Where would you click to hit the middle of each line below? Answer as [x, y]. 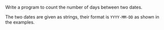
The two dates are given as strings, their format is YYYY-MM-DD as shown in [82, 17]
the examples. [20, 22]
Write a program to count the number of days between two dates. [74, 7]
